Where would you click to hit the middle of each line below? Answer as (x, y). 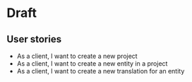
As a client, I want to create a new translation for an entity (101, 71)
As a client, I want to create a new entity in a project (92, 64)
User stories (34, 39)
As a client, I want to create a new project (77, 56)
